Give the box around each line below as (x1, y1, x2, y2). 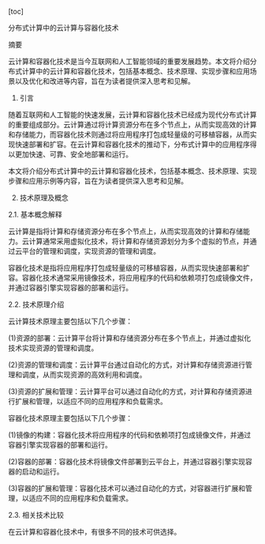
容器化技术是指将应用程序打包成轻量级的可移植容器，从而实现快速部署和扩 (8, 263, 250, 272)
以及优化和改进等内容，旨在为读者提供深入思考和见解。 (14, 77, 195, 85)
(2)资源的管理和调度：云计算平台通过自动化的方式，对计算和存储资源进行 (8, 360, 246, 369)
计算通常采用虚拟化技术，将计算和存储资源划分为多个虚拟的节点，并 (28, 236, 250, 246)
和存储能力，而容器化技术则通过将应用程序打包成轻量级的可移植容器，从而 (8, 130, 250, 139)
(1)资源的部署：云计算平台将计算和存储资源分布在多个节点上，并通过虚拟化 (8, 334, 251, 342)
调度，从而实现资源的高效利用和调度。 (21, 370, 147, 379)
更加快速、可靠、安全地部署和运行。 (14, 149, 132, 159)
